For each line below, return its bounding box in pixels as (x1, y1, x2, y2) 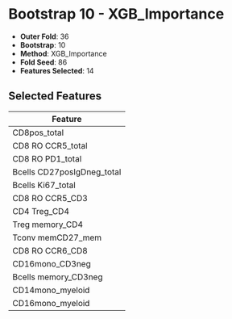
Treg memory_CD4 (12, 219, 83, 230)
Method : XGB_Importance (19, 48, 107, 58)
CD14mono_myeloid (12, 284, 90, 296)
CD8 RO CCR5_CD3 (12, 192, 89, 204)
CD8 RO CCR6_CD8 (12, 245, 89, 256)
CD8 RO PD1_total (12, 153, 82, 164)
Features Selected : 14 (19, 65, 94, 75)
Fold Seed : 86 (19, 57, 68, 67)
